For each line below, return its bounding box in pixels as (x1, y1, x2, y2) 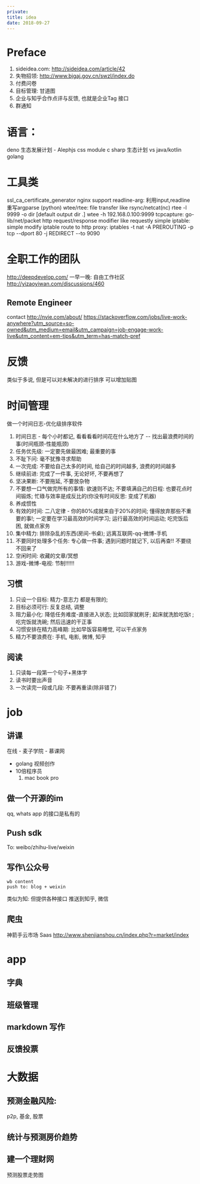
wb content (7, 878, 34, 884)
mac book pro (24, 774, 59, 782)
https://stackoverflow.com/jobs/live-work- (83, 313, 187, 320)
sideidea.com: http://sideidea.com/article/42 (15, 65, 126, 72)
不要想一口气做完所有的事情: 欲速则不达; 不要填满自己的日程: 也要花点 (15, 485, 187, 492)
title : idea (7, 14, 36, 20)
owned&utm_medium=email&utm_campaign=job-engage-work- (7, 326, 164, 333)
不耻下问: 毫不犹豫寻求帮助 (15, 455, 82, 462)
